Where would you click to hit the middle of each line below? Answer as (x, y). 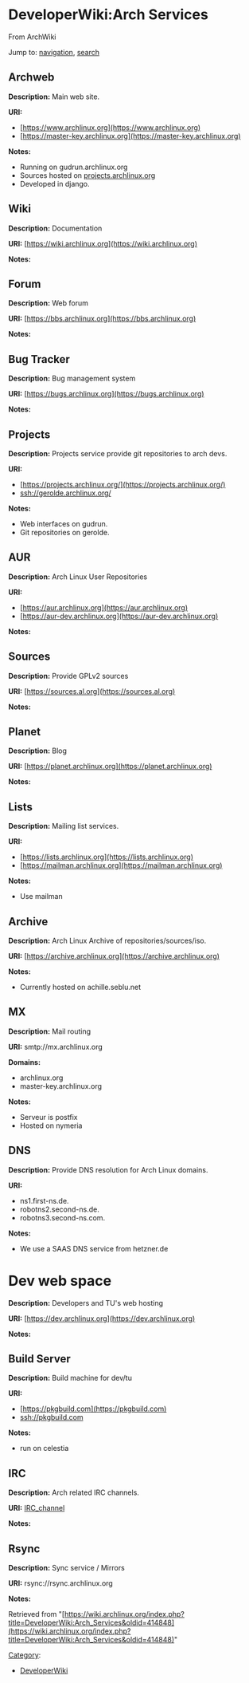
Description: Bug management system (72, 378)
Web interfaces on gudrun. (64, 524)
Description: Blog (38, 751)
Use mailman (41, 897)
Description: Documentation (55, 228)
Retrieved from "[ (37, 1614)
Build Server (39, 1359)
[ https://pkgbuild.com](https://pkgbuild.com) (93, 1409)
